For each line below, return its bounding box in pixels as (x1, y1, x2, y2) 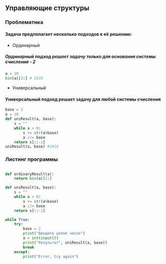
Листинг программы (5, 156, 58, 163)
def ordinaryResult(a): (5, 171, 55, 177)
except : (14, 249, 30, 255)
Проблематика (5, 19, 44, 26)
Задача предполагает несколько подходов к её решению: (5, 31, 132, 37)
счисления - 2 (5, 59, 36, 65)
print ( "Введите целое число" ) (23, 231, 85, 236)
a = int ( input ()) (23, 236, 58, 241)
